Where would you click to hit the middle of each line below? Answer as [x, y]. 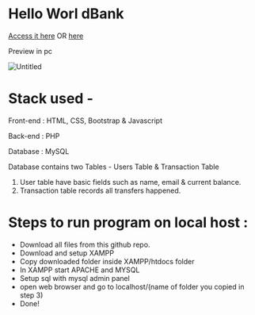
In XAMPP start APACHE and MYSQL [80, 270]
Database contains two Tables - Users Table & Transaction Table [114, 167]
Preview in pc [30, 51]
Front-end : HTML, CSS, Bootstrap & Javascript [85, 121]
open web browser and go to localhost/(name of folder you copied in [132, 286]
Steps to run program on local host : [128, 223]
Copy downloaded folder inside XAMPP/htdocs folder [107, 261]
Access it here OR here [46, 36]
